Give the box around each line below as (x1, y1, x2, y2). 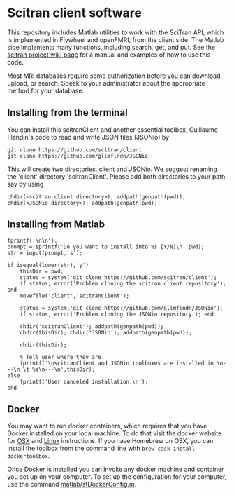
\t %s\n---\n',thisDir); (22, 366, 96, 373)
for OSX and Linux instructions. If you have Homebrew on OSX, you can (7, 437, 214, 445)
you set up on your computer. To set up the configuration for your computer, (7, 473, 227, 481)
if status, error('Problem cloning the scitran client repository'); (20, 280, 227, 287)
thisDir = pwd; (20, 268, 64, 275)
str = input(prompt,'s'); (7, 249, 82, 257)
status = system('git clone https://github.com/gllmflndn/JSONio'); (20, 304, 224, 311)
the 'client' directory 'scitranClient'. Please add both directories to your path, (7, 172, 227, 180)
